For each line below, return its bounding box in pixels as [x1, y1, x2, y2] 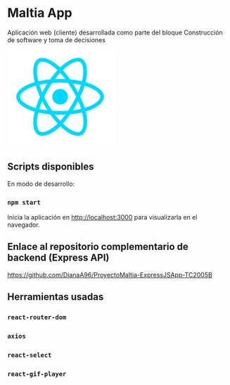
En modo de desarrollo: [7, 179, 75, 188]
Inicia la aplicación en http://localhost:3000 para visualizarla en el [7, 213, 198, 222]
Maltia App [7, 5, 72, 21]
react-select [7, 351, 52, 360]
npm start [7, 198, 41, 206]
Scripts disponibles [7, 160, 94, 173]
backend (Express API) [7, 252, 110, 264]
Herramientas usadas [7, 291, 104, 303]
